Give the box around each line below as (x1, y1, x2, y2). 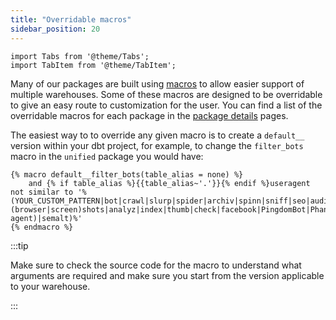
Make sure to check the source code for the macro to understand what (10, 259, 302, 271)
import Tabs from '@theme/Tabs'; (10, 51, 150, 61)
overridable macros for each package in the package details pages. (10, 109, 289, 121)
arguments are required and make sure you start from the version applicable (10, 269, 325, 281)
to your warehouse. (10, 280, 91, 292)
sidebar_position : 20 (10, 24, 101, 34)
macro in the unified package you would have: (10, 150, 204, 162)
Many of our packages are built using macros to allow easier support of (10, 77, 305, 90)
